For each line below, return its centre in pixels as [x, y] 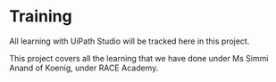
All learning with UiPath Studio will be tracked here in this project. [130, 41]
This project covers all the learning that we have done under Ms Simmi [139, 58]
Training [41, 16]
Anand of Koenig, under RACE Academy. [84, 68]
